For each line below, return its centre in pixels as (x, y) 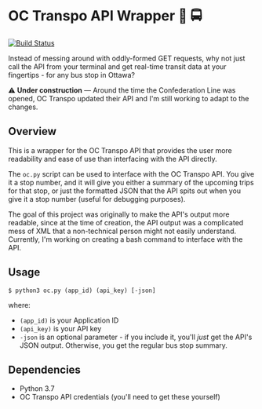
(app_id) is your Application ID (69, 320)
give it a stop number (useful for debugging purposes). (97, 199)
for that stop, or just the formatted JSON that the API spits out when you (125, 191)
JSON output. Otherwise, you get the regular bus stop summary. (123, 345)
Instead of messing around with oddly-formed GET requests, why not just (127, 58)
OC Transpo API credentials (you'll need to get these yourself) (120, 397)
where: (20, 305)
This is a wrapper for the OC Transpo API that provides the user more (120, 150)
